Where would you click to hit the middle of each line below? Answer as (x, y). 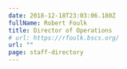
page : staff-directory (46, 52)
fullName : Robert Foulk (48, 23)
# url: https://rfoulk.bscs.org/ (64, 38)
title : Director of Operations (60, 30)
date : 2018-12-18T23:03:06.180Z (62, 15)
